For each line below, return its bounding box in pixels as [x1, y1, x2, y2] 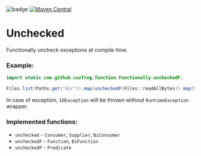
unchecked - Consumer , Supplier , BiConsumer [14, 131, 121, 139]
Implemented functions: [6, 117, 78, 126]
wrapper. [6, 102, 29, 110]
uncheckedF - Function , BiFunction [14, 137, 99, 145]
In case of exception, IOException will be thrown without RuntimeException [6, 96, 189, 103]
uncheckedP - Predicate [14, 144, 72, 151]
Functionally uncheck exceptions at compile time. [6, 46, 128, 53]
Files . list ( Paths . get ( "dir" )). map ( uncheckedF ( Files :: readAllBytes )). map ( [6, 85, 194, 92]
